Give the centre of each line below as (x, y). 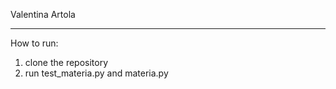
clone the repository (66, 62)
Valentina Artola (43, 14)
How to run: (34, 43)
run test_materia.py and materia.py (96, 73)
